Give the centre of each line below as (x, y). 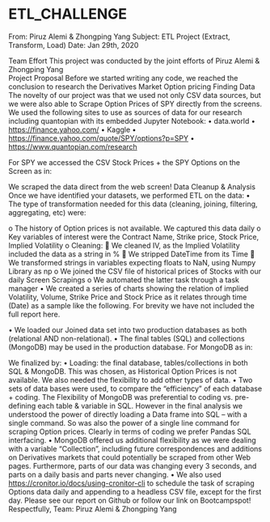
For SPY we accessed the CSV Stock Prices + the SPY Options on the (124, 162)
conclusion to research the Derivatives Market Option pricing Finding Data (132, 87)
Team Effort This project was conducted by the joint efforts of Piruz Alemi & (134, 61)
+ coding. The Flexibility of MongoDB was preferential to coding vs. (120, 397)
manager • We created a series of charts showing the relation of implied (129, 288)
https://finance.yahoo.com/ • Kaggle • (72, 129)
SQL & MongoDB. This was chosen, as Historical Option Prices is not (122, 371)
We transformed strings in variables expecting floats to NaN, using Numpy (132, 262)
